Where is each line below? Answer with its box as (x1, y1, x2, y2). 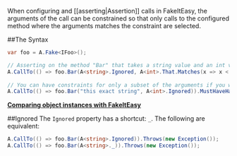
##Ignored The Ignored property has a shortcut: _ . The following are (7, 114, 206, 123)
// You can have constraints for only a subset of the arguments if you (7, 81, 226, 88)
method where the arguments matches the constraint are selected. (7, 22, 201, 30)
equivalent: (7, 122, 40, 131)
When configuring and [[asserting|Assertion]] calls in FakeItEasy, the (7, 7, 208, 15)
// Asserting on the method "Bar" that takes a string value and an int (7, 61, 226, 68)
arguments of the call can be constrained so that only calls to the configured (7, 14, 229, 23)
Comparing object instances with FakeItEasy (7, 101, 141, 109)
